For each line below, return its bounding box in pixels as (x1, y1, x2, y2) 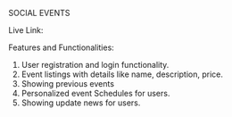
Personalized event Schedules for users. (21, 88, 170, 98)
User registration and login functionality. (21, 60, 170, 70)
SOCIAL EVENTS (8, 8, 70, 18)
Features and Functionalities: (8, 42, 115, 53)
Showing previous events (21, 79, 115, 88)
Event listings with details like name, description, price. (21, 69, 224, 79)
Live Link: (8, 25, 44, 35)
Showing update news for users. (21, 97, 141, 108)
